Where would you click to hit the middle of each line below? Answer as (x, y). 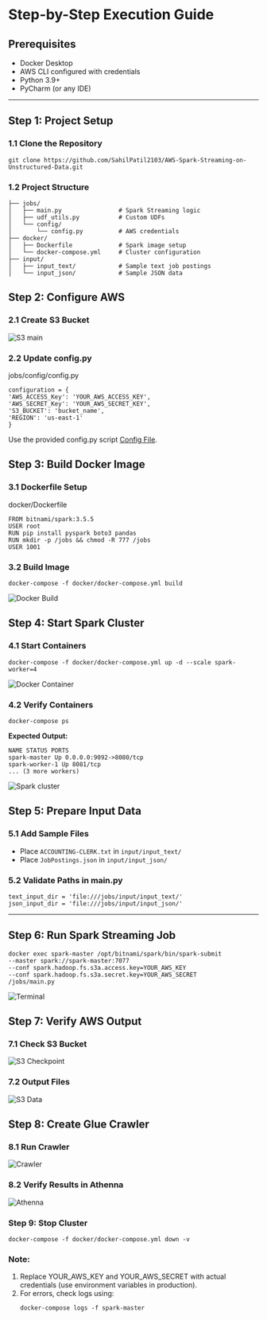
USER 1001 (25, 547)
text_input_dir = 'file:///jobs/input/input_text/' (95, 897)
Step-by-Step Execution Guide (111, 15)
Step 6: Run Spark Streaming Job (92, 935)
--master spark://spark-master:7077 (69, 960)
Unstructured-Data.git (46, 167)
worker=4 (23, 669)
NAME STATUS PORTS (39, 750)
